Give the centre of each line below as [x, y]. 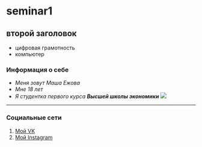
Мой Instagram [34, 137]
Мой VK [25, 131]
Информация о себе [38, 69]
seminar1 [29, 11]
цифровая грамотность [45, 48]
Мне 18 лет [29, 89]
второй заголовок [41, 33]
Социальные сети [34, 117]
